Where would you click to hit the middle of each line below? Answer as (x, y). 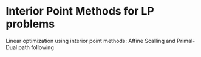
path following (36, 47)
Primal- (186, 41)
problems (30, 24)
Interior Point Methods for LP (80, 11)
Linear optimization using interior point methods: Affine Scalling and (90, 41)
